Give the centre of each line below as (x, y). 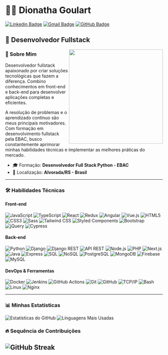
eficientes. (16, 102)
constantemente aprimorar (32, 144)
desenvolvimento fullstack (32, 134)
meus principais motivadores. (36, 123)
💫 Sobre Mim (21, 54)
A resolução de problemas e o (36, 112)
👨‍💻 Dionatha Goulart (48, 10)
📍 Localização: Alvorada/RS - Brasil (49, 172)
